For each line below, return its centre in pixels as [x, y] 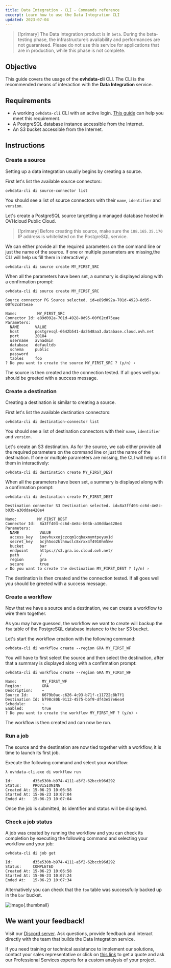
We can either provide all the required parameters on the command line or [83, 246]
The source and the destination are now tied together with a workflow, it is [83, 747]
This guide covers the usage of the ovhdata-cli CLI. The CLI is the [75, 79]
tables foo [26, 358]
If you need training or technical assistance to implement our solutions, [80, 949]
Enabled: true [28, 709]
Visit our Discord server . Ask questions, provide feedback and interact [79, 933]
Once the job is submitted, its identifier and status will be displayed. [76, 808]
